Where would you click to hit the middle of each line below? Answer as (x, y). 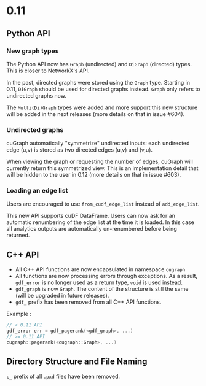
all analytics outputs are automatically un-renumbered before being (92, 229)
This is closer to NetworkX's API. (48, 71)
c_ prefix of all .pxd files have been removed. (63, 376)
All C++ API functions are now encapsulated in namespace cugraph (100, 269)
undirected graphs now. (36, 95)
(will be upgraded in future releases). (62, 296)
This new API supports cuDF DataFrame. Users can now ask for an (91, 216)
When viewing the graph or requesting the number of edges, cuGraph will (100, 162)
